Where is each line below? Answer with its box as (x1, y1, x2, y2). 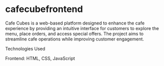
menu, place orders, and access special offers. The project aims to (5, 30, 144, 36)
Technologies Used (5, 45, 45, 51)
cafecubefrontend (5, 3, 83, 15)
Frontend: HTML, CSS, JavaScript (5, 55, 75, 61)
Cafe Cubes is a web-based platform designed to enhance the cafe (5, 20, 145, 26)
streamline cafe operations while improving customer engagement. (5, 36, 144, 42)
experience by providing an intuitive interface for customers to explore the (5, 25, 159, 31)
